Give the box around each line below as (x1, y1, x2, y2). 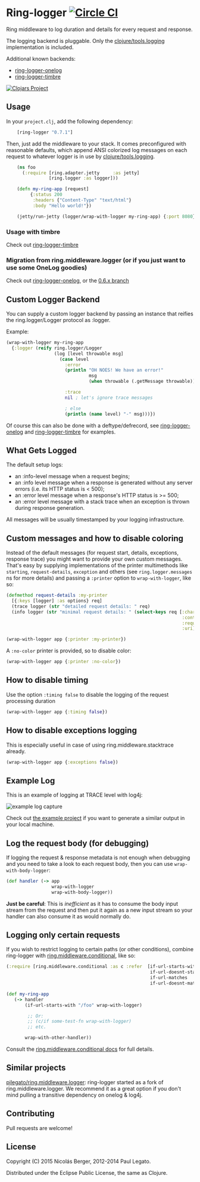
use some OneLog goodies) (6, 263, 87, 271)
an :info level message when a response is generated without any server (14, 479, 193, 486)
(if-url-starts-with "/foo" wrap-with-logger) (24, 1002, 143, 1008)
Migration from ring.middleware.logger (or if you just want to (6, 256, 186, 264)
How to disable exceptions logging (6, 725, 137, 736)
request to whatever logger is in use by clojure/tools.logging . (6, 153, 155, 160)
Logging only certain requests (6, 930, 120, 940)
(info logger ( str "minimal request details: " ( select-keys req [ (11, 609, 183, 615)
